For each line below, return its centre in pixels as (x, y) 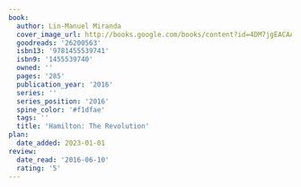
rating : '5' (39, 168)
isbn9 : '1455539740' (55, 59)
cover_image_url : (49, 34)
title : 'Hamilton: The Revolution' (83, 127)
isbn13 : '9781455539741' (63, 51)
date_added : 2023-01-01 (61, 143)
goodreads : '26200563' (59, 43)
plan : (18, 135)
